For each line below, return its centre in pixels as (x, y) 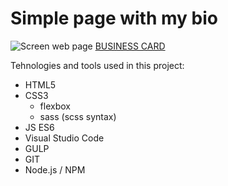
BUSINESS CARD (130, 46)
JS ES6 (39, 127)
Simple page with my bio (114, 18)
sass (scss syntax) (78, 116)
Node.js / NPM (55, 169)
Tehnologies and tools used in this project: (97, 65)
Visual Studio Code (64, 138)
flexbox (55, 106)
